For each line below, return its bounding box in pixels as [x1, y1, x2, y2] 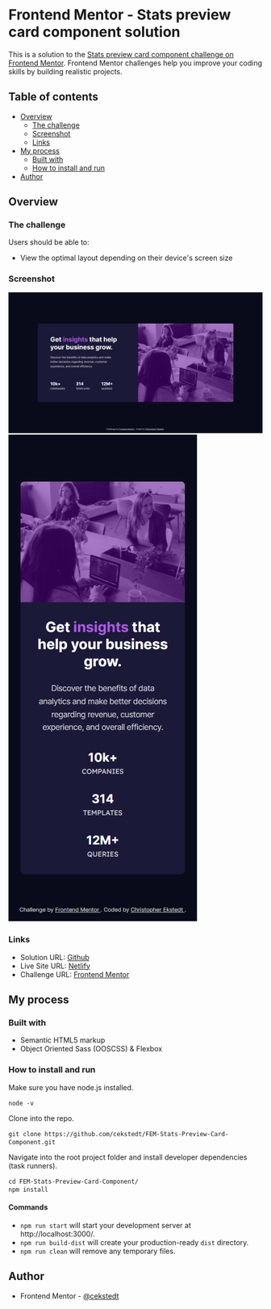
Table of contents [8, 90, 98, 104]
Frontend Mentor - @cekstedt [19, 1290, 119, 1301]
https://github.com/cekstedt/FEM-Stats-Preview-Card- [44, 1130, 229, 1138]
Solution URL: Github [19, 952, 90, 962]
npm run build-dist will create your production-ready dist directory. [19, 1237, 249, 1247]
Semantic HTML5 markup [19, 1035, 106, 1045]
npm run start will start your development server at [19, 1220, 191, 1230]
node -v [8, 1099, 35, 1107]
